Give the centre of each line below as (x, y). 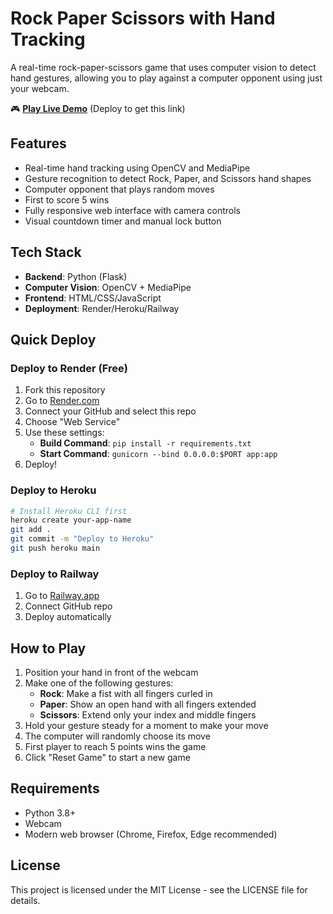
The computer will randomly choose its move (117, 736)
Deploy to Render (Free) (69, 368)
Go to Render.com (62, 401)
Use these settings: (64, 433)
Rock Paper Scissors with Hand (143, 18)
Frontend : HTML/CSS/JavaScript (93, 298)
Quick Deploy (53, 339)
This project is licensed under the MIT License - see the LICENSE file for (159, 889)
